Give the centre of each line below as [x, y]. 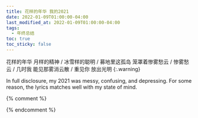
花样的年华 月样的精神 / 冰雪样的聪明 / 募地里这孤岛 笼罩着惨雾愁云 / [89, 62]
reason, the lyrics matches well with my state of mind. [72, 87]
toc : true [18, 39]
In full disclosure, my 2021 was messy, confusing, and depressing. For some [99, 80]
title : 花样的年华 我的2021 [38, 11]
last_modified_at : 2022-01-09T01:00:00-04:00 [63, 22]
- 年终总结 [23, 33]
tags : [13, 28]
